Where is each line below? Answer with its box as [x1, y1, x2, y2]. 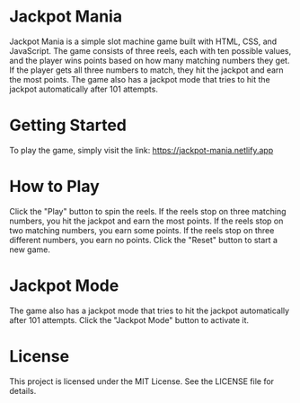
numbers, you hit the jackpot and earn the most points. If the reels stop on [9, 215, 284, 226]
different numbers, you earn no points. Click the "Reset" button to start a [9, 234, 278, 245]
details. [9, 385, 37, 396]
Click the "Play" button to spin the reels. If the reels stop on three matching [9, 206, 287, 216]
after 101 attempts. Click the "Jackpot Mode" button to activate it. [9, 314, 250, 325]
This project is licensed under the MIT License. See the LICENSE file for [9, 375, 275, 387]
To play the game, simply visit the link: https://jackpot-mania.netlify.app [9, 145, 274, 155]
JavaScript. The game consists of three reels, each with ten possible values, [9, 45, 292, 56]
